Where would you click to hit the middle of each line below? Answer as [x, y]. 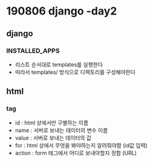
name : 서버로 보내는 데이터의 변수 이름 [61, 130]
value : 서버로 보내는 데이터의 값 [53, 138]
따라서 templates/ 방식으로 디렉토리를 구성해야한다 [75, 72]
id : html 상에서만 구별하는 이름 [52, 123]
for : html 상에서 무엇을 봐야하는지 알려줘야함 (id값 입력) [81, 145]
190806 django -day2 [62, 11]
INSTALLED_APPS [33, 51]
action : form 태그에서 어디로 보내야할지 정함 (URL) [76, 153]
